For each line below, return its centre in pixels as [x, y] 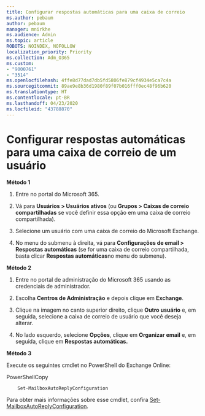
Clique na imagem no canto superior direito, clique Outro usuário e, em [106, 310]
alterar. [24, 323]
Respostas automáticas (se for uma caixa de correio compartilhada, [102, 250]
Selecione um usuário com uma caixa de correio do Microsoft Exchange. [107, 231]
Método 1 [18, 182]
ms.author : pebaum [30, 18]
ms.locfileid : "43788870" [39, 109]
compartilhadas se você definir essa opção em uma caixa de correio [103, 213]
